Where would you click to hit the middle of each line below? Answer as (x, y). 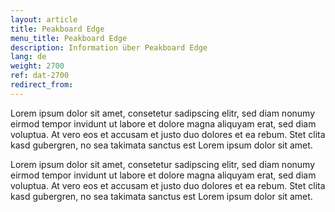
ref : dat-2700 (40, 76)
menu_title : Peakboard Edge (69, 38)
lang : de (28, 57)
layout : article (44, 19)
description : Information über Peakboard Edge (109, 47)
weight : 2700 (37, 66)
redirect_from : (42, 85)
